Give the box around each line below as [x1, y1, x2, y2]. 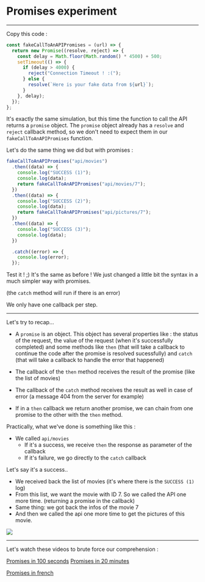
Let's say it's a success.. [6, 466, 68, 474]
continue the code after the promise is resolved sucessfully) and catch [15, 350, 193, 357]
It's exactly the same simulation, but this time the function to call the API [6, 115, 188, 122]
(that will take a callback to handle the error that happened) [15, 357, 165, 364]
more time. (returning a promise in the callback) [15, 497, 135, 505]
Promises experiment [6, 4, 117, 18]
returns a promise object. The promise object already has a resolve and [6, 122, 184, 129]
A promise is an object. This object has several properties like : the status [15, 330, 198, 338]
